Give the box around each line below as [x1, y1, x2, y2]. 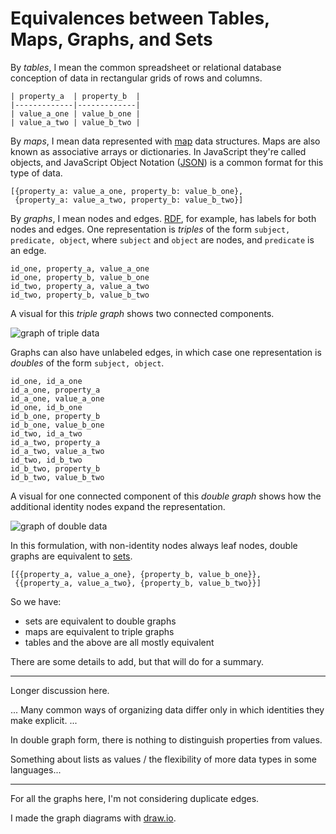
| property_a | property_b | [10, 91, 141, 101]
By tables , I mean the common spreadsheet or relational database [10, 61, 282, 73]
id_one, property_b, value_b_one [10, 272, 150, 282]
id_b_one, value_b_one [10, 420, 105, 430]
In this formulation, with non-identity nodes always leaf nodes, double [10, 539, 298, 551]
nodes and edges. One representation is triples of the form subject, [10, 223, 291, 235]
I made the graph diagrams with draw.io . [10, 812, 177, 824]
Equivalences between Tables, [10, 7, 270, 30]
